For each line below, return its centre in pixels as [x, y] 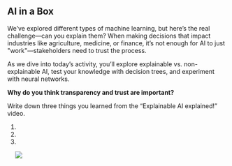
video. [16, 113]
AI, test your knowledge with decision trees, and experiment [128, 71]
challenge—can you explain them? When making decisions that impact [109, 36]
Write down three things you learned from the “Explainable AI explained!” [113, 106]
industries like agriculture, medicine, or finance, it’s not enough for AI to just [116, 43]
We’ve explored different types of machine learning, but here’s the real [109, 28]
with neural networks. [38, 79]
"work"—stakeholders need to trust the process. [77, 50]
